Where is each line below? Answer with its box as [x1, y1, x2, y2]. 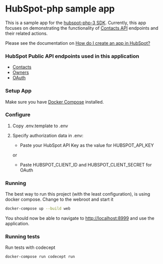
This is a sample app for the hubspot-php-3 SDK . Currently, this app [5, 20, 146, 26]
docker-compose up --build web [5, 206, 71, 211]
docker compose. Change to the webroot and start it [5, 197, 114, 203]
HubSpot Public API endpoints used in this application [5, 52, 139, 59]
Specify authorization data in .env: [12, 132, 84, 138]
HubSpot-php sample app [5, 3, 115, 15]
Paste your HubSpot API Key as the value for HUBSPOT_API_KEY [20, 142, 154, 148]
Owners [12, 69, 29, 75]
